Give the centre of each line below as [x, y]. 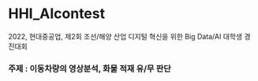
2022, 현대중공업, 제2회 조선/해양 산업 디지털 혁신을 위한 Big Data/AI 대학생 [125, 36]
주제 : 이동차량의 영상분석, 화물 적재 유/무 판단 [90, 68]
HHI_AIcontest [56, 14]
